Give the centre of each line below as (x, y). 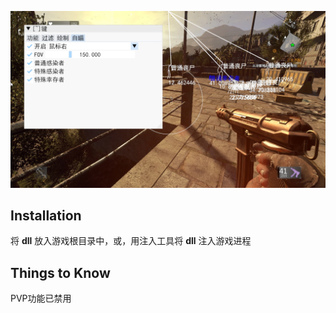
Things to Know (60, 272)
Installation (46, 215)
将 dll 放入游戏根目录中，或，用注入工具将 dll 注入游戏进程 (131, 241)
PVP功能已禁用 (41, 298)
